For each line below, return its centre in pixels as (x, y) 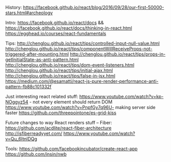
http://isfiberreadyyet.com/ (34, 133)
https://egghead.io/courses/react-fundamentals (56, 33)
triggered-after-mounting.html (37, 54)
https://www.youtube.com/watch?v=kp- (121, 97)
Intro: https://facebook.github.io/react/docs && (55, 23)
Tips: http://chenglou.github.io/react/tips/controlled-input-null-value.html (82, 43)
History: (14, 7)
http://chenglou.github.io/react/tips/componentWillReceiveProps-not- (79, 49)
